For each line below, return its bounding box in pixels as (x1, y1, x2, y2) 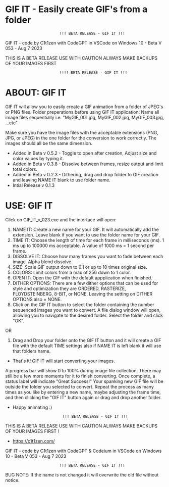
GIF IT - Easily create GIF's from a (5, 4, 148, 15)
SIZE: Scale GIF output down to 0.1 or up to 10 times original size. (12, 264, 147, 270)
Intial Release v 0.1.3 (12, 182, 55, 188)
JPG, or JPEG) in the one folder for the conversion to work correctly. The (5, 135, 157, 141)
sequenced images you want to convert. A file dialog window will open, (12, 307, 161, 313)
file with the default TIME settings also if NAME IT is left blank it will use (12, 343, 161, 349)
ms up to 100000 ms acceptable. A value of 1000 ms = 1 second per (12, 242, 154, 249)
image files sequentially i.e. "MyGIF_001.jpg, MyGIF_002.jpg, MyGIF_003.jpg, (5, 114, 164, 120)
